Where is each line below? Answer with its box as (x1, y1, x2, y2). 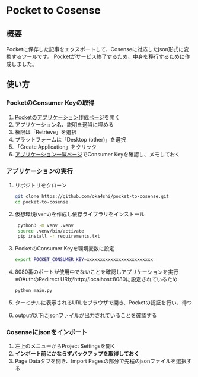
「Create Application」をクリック (14, 143, 97, 150)
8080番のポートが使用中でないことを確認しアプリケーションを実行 (14, 268, 179, 275)
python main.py (14, 288, 53, 294)
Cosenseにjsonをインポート (6, 328, 88, 337)
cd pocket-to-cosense (14, 199, 68, 205)
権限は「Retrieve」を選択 (14, 128, 77, 136)
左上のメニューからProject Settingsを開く (14, 343, 117, 350)
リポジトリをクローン (14, 181, 67, 188)
